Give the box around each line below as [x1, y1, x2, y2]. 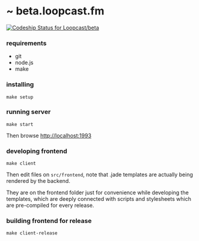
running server [6, 108, 51, 116]
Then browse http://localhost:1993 [6, 132, 92, 139]
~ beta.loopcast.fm [6, 4, 105, 18]
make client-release [6, 230, 58, 236]
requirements [6, 39, 47, 47]
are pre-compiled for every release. [6, 202, 94, 209]
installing [6, 80, 34, 89]
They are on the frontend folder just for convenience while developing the [6, 189, 189, 196]
